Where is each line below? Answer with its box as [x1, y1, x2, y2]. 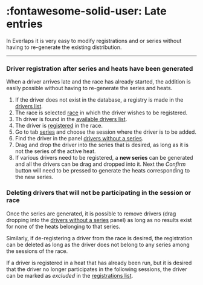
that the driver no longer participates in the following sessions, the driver [6, 265, 187, 273]
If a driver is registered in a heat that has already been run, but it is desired [6, 259, 192, 266]
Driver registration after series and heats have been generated [6, 64, 193, 73]
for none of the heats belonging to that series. [6, 223, 121, 230]
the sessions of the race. [6, 247, 68, 255]
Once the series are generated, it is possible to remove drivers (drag [6, 210, 176, 217]
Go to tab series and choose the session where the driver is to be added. [14, 128, 196, 136]
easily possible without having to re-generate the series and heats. [6, 85, 173, 92]
